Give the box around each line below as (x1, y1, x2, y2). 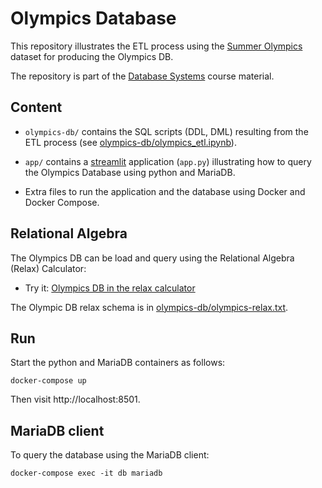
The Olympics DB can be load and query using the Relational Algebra (10, 252, 295, 264)
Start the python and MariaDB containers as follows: (10, 357, 226, 369)
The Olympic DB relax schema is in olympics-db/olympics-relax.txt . (10, 301, 289, 313)
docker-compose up (10, 376, 87, 386)
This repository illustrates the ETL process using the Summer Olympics (10, 40, 303, 52)
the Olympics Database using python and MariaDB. (24, 166, 236, 178)
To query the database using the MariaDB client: (10, 449, 210, 461)
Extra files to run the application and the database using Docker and (24, 185, 306, 197)
